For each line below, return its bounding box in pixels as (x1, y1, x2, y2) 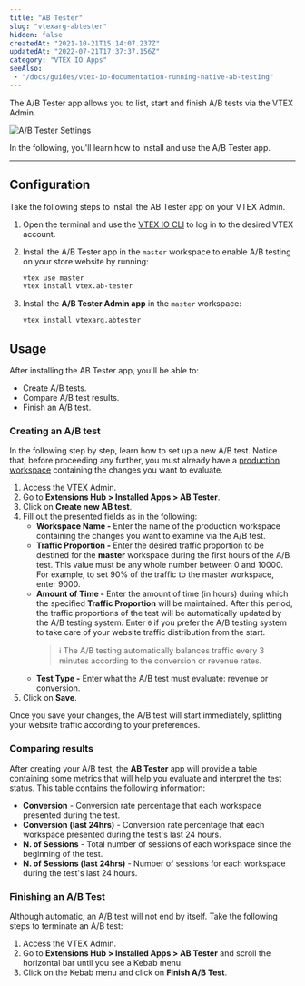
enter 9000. (35, 579, 81, 590)
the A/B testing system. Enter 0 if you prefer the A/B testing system (35, 617, 288, 628)
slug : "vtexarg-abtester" (9, 22, 107, 31)
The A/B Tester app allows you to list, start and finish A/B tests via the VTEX (9, 97, 293, 108)
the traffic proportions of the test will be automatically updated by (35, 608, 282, 619)
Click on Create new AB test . (22, 502, 133, 513)
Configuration (9, 177, 91, 193)
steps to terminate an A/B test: (9, 920, 123, 931)
